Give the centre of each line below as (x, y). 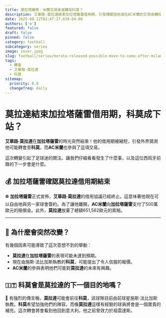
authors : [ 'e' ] (21, 24)
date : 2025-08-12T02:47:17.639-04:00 (44, 19)
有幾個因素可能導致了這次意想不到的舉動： (48, 245)
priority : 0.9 (24, 83)
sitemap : (14, 79)
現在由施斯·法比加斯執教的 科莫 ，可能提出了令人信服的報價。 (73, 262)
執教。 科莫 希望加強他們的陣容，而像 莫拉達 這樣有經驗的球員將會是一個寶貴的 (83, 304)
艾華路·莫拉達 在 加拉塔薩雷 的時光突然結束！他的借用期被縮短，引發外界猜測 (82, 141)
